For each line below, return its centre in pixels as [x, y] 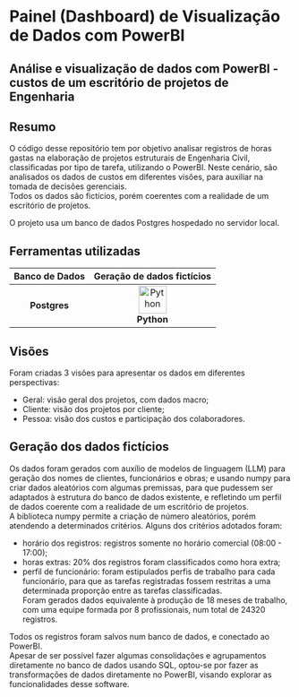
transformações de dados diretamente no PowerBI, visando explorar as [141, 675]
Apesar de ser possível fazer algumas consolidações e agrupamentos [138, 655]
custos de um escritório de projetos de [119, 82]
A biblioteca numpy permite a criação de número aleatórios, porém [133, 516]
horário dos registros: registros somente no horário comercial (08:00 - [152, 543]
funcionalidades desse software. [69, 684]
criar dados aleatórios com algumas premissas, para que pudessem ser [141, 487]
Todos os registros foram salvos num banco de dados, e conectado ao [140, 636]
